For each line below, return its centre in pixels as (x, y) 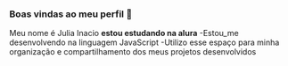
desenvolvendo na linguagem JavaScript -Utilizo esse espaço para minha (144, 42)
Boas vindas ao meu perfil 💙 (71, 14)
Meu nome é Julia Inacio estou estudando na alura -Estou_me (124, 33)
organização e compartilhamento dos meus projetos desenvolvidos (133, 52)
